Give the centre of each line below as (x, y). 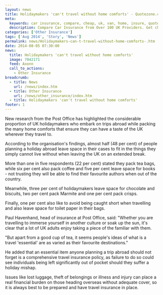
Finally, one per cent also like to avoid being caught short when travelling (78, 203)
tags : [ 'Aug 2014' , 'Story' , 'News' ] (43, 37)
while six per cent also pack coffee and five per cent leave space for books (80, 168)
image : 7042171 (25, 59)
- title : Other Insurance (36, 91)
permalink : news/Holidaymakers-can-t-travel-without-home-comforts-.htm (80, 41)
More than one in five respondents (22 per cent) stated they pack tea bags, (80, 163)
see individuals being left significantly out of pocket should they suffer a (77, 262)
